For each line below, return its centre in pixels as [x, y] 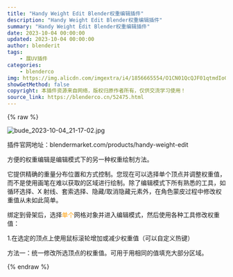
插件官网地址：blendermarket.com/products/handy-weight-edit [98, 145]
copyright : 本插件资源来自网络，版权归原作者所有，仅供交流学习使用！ [96, 91]
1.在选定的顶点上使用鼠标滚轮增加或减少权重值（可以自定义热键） [101, 238]
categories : [24, 65]
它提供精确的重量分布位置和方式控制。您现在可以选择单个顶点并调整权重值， [116, 174]
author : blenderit [34, 46]
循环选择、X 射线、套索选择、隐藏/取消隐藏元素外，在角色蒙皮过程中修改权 [114, 191]
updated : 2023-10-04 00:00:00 [51, 39]
